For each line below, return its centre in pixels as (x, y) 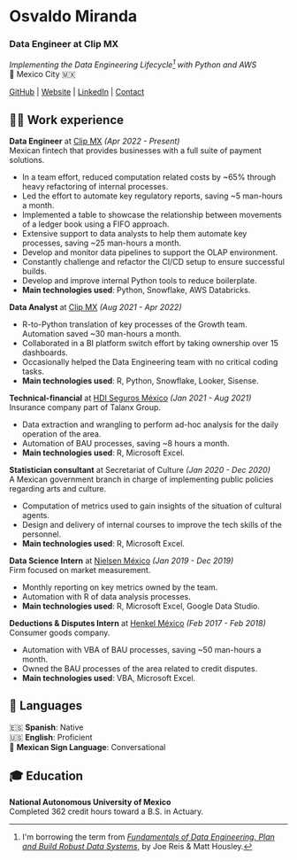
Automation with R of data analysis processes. (107, 596)
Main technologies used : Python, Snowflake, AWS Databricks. (136, 290)
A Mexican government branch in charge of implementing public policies (141, 479)
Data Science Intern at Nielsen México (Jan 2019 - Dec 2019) (122, 561)
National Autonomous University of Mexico (90, 802)
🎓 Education (46, 776)
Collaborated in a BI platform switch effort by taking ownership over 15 (150, 343)
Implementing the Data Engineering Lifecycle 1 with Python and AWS (133, 64)
